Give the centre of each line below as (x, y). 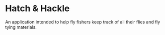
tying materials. (21, 27)
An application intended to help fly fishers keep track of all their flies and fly (83, 22)
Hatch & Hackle (38, 9)
